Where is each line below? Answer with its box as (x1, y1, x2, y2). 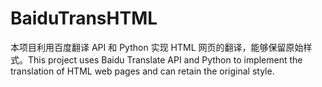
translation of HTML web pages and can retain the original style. (10, 65, 275, 77)
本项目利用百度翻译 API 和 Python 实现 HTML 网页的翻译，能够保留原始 (10, 41, 304, 53)
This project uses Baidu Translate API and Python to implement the (27, 53, 303, 66)
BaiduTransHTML (10, 7, 158, 30)
